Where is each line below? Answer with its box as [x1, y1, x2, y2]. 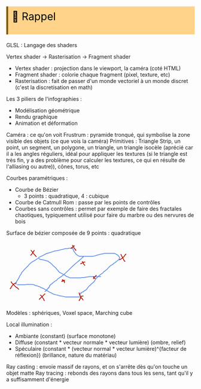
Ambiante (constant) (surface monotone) [14, 333, 116, 340]
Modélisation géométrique [14, 107, 80, 114]
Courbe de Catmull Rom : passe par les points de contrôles [14, 199, 160, 206]
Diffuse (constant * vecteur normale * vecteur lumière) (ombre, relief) [14, 339, 186, 346]
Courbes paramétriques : [6, 174, 68, 182]
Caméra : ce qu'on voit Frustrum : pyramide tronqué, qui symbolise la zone [6, 131, 190, 138]
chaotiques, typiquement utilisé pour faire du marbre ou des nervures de [14, 212, 194, 219]
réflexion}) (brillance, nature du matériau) [14, 351, 117, 359]
